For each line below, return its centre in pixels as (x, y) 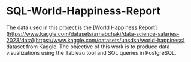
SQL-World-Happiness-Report (83, 11)
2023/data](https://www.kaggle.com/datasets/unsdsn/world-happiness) (95, 40)
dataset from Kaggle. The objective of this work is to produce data (88, 46)
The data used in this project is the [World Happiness (72, 27)
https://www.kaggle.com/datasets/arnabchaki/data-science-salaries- (94, 33)
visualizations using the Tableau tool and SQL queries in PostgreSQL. (91, 52)
